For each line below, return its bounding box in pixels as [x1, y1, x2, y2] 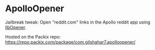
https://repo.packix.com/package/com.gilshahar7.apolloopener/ [5, 39, 136, 45]
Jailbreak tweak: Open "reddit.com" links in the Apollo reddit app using [5, 19, 151, 25]
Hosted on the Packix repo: [5, 34, 61, 40]
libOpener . [5, 24, 26, 30]
